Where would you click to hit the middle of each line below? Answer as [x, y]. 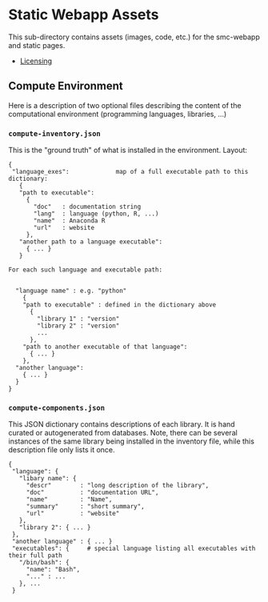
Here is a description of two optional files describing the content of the [125, 105]
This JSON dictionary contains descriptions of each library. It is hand [122, 424]
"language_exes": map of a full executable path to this [130, 172]
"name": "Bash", [53, 570]
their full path [35, 556]
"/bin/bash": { [44, 563]
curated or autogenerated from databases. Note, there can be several [123, 433]
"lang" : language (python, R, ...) [96, 214]
